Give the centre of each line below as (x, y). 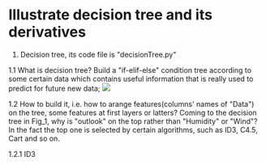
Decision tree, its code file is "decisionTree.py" (98, 54)
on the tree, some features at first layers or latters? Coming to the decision (133, 112)
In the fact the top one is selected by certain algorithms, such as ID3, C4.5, (133, 129)
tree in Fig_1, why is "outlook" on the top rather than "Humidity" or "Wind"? (133, 121)
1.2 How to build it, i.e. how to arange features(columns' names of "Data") (131, 104)
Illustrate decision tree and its (111, 15)
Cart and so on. (34, 138)
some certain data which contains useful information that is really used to (131, 78)
